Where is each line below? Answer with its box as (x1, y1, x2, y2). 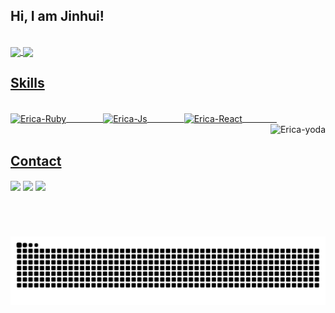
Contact (10, 152, 62, 169)
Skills (10, 75, 45, 92)
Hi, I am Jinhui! (10, 8, 105, 25)
